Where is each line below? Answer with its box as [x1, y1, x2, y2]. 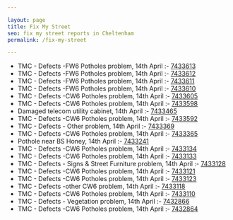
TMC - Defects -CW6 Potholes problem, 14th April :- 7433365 [17, 129, 198, 138]
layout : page [7, 16, 46, 23]
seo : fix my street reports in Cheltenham [7, 30, 134, 37]
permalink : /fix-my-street [7, 36, 87, 43]
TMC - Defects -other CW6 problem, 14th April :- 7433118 [17, 182, 186, 191]
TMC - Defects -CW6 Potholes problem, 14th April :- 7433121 [17, 167, 196, 175]
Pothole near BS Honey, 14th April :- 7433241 [17, 137, 150, 146]
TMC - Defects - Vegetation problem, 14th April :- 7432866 [17, 197, 190, 206]
